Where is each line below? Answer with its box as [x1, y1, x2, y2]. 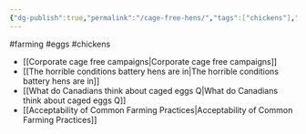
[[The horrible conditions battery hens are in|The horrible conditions [22, 66, 280, 77]
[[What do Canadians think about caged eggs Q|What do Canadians [22, 85, 279, 96]
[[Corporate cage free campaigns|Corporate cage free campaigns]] [22, 56, 278, 67]
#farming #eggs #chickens [9, 38, 111, 49]
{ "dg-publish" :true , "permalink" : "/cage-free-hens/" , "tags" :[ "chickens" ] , [9, 13, 296, 23]
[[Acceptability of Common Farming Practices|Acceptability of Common [22, 104, 293, 115]
